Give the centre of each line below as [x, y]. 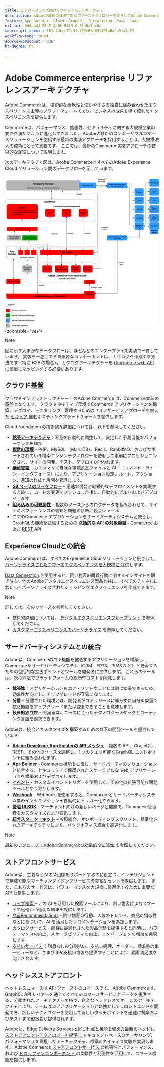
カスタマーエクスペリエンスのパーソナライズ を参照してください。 [79, 630]
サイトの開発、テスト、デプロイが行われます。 [76, 462]
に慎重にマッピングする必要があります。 [46, 369]
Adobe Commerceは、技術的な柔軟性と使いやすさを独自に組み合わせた [77, 105]
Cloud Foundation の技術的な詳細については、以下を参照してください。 [77, 427]
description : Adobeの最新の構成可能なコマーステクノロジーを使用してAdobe [74, 15]
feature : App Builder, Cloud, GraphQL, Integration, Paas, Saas [72, 21]
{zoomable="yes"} [24, 331]
